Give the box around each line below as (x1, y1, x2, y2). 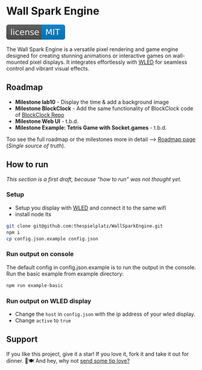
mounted (6, 58, 29, 66)
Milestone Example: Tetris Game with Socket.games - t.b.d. (14, 124, 167, 131)
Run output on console (6, 250, 74, 259)
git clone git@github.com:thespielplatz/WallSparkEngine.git (6, 223, 163, 229)
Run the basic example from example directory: (6, 270, 124, 277)
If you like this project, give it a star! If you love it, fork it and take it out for (6, 350, 189, 357)
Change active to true (14, 316, 71, 324)
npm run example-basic (6, 282, 63, 289)
